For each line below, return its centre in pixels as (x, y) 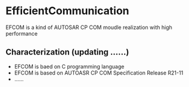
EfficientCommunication (67, 11)
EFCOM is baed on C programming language (69, 66)
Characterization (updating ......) (67, 52)
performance (22, 33)
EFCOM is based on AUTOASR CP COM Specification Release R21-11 (99, 73)
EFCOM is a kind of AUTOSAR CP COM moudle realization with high (89, 27)
